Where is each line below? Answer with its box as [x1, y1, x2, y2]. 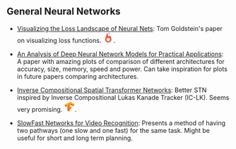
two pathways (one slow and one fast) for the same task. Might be [16, 126, 210, 134]
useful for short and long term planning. [16, 134, 134, 142]
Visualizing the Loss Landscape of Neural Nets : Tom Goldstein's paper [16, 24, 223, 32]
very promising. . [16, 105, 77, 113]
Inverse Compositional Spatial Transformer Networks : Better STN [16, 86, 207, 94]
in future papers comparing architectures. [16, 72, 139, 80]
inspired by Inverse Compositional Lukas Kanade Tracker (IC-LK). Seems [16, 93, 230, 101]
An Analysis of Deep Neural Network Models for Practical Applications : [16, 49, 224, 58]
